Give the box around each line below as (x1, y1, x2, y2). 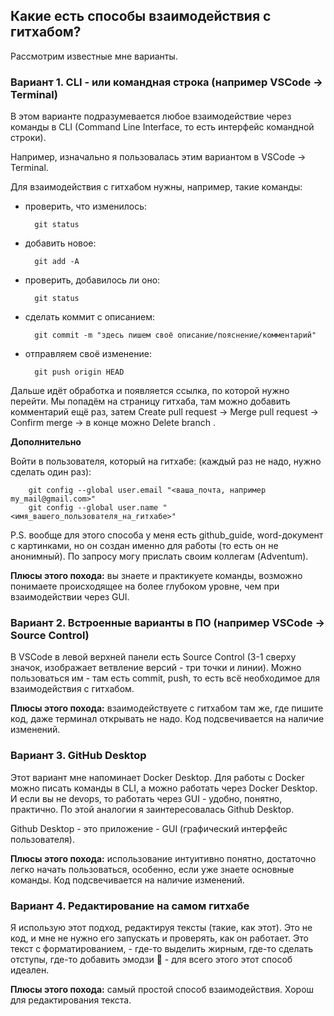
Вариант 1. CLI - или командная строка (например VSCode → (10, 75, 323, 89)
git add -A (34, 257, 80, 267)
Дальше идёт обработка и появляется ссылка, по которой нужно (10, 385, 290, 397)
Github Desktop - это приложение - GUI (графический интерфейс (10, 822, 288, 834)
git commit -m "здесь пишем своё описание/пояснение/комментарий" (34, 330, 317, 341)
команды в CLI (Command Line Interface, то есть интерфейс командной (10, 121, 315, 133)
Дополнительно (10, 436, 82, 448)
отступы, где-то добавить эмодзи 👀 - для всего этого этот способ (10, 954, 293, 965)
